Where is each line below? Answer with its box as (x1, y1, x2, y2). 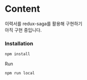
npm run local (5, 71, 35, 76)
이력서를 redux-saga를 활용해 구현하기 (5, 20, 82, 26)
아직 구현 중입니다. (5, 26, 42, 33)
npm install (5, 51, 30, 57)
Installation (5, 40, 34, 47)
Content (5, 3, 40, 15)
